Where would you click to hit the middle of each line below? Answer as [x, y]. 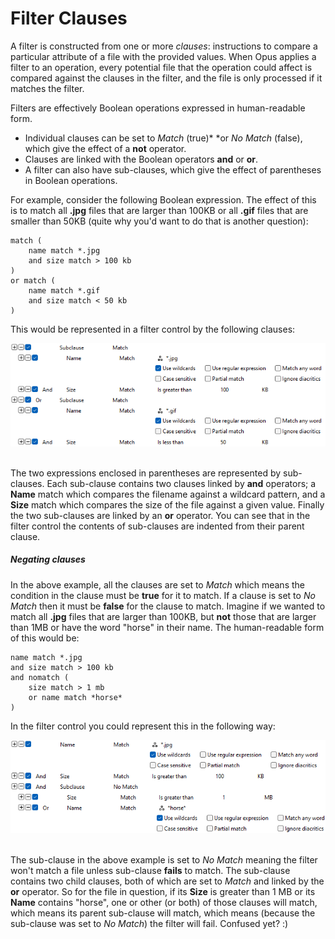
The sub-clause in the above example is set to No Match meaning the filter [164, 859]
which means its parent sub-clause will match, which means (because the [163, 913]
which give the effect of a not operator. [105, 148]
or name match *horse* [75, 697]
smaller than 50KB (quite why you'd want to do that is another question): [159, 221]
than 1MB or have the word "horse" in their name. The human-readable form [167, 627]
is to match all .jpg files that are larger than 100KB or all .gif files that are [159, 210]
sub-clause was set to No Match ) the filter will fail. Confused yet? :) [149, 923]
